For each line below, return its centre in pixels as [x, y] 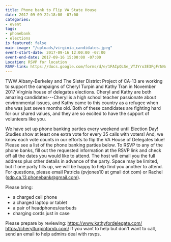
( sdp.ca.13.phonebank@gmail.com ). [43, 177]
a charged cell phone [35, 197]
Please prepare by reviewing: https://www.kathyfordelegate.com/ [74, 223]
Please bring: [19, 187]
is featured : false [26, 43]
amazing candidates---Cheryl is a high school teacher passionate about [81, 98]
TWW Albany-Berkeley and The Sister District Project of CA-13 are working [84, 81]
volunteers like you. [26, 119]
